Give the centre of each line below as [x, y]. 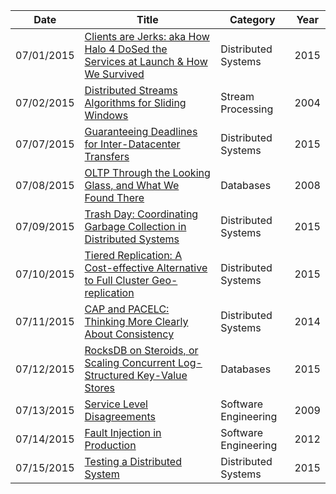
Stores [99, 387]
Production [110, 445]
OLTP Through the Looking [147, 172]
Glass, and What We [132, 185]
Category [252, 19]
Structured [109, 375]
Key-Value [162, 375]
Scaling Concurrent [130, 362]
